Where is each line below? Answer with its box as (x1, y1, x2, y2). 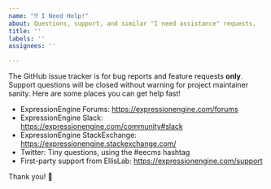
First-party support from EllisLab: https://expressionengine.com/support (20, 156, 263, 166)
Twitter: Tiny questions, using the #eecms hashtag (20, 148, 190, 157)
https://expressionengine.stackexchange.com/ (20, 139, 177, 148)
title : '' (8, 27, 42, 35)
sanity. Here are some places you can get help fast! (8, 88, 181, 98)
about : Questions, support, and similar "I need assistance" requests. (8, 19, 256, 28)
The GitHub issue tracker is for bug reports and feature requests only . (8, 71, 243, 81)
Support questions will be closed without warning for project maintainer (8, 80, 249, 90)
